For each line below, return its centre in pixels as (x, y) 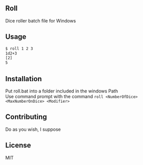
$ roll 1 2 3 (19, 49)
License (18, 145)
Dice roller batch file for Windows (40, 20)
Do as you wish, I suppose (33, 129)
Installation (24, 79)
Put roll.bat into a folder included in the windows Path (62, 91)
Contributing (26, 117)
